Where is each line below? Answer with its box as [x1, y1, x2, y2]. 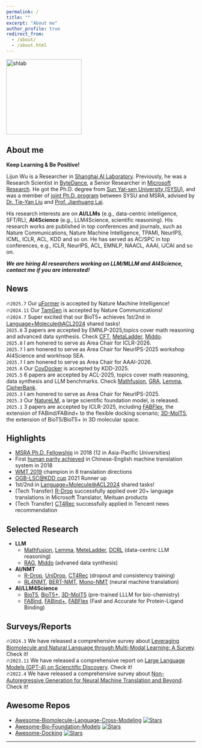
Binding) [23, 604, 45, 611]
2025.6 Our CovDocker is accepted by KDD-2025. [6, 364, 129, 372]
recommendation [14, 506, 58, 514]
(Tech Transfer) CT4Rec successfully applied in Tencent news [14, 500, 170, 507]
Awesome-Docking [14, 729, 63, 737]
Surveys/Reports [6, 621, 72, 631]
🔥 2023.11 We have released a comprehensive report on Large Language [6, 657, 185, 664]
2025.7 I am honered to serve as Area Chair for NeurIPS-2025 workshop [6, 345, 185, 352]
